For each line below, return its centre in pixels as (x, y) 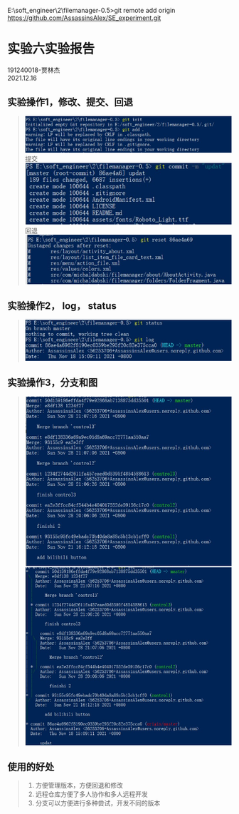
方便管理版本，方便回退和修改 (79, 785)
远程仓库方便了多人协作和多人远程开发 (91, 794)
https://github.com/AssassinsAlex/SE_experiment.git (84, 18)
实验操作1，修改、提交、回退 (70, 102)
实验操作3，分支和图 (53, 383)
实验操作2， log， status (62, 306)
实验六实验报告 (51, 49)
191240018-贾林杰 (34, 70)
